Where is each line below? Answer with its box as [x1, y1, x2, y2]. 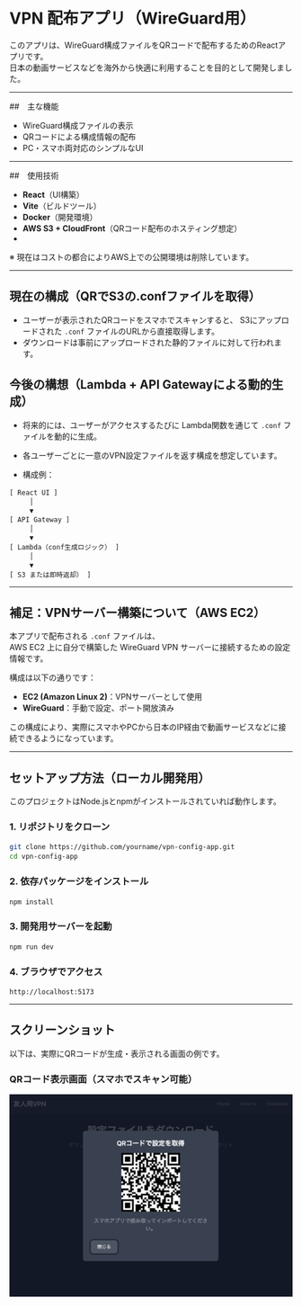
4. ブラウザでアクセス [9, 965, 103, 978]
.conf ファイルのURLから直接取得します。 [64, 326, 220, 336]
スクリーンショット [9, 1023, 115, 1038]
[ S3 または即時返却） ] [9, 570, 92, 579]
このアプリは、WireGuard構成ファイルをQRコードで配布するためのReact [9, 40, 279, 50]
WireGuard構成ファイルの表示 [22, 120, 134, 130]
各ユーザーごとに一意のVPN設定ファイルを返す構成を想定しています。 [22, 450, 282, 461]
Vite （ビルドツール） [22, 200, 102, 211]
